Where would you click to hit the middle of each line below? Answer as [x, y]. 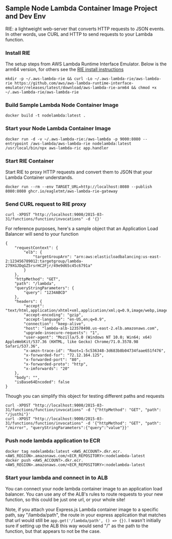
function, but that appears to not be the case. [53, 531]
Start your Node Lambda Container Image [58, 128]
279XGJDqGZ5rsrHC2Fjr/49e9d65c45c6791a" [49, 266]
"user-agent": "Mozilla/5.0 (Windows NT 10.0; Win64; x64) [88, 338]
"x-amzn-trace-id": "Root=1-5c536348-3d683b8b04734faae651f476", [95, 351]
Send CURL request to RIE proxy [46, 204]
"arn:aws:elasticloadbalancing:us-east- [117, 257]
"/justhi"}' [18, 414]
